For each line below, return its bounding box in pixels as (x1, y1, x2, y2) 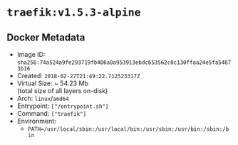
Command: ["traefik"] (16, 109, 87, 117)
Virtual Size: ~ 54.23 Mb (16, 79, 88, 87)
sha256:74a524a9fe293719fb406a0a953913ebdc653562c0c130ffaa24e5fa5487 (16, 59, 232, 66)
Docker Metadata (6, 31, 86, 43)
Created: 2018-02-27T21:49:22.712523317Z (16, 72, 140, 80)
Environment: (16, 117, 56, 125)
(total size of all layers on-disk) (16, 87, 108, 95)
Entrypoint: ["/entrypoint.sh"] (16, 102, 109, 110)
